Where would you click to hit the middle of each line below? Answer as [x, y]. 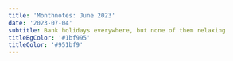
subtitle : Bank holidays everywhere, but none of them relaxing [117, 30]
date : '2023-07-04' [41, 23]
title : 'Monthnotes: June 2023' [62, 15]
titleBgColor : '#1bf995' [49, 38]
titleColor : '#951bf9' [46, 45]
